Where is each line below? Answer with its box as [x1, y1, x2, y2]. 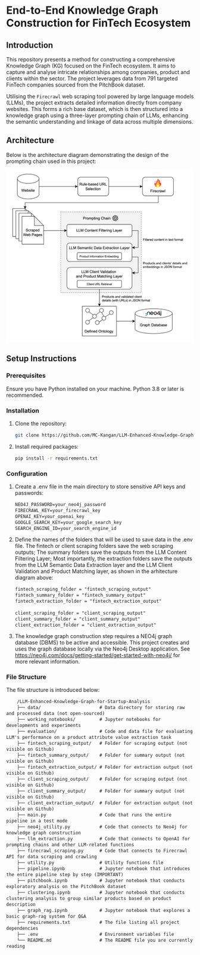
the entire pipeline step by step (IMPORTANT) [6, 872, 124, 878]
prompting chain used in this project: [6, 158, 96, 165]
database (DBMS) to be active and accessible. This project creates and [14, 639, 189, 646]
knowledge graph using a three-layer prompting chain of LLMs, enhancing [6, 112, 189, 119]
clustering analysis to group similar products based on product [6, 896, 171, 902]
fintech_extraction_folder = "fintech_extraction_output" [14, 598, 162, 604]
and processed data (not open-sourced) [6, 711, 105, 717]
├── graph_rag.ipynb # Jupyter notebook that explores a [17, 908, 190, 914]
